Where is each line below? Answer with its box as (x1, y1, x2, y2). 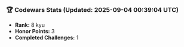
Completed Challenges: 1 (14, 34, 79, 41)
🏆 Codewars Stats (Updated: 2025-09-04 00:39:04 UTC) (6, 5, 179, 14)
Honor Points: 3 (14, 28, 55, 35)
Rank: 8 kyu (14, 21, 45, 29)
